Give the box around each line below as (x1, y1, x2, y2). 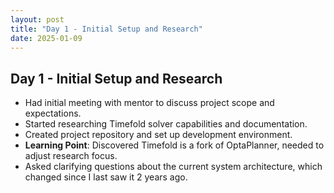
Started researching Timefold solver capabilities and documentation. (24, 118, 308, 130)
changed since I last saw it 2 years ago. (24, 171, 188, 183)
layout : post (10, 14, 65, 25)
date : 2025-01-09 (10, 33, 83, 43)
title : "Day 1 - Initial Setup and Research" (10, 24, 203, 34)
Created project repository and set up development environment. (24, 129, 293, 141)
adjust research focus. (24, 150, 118, 162)
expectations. (24, 107, 82, 120)
